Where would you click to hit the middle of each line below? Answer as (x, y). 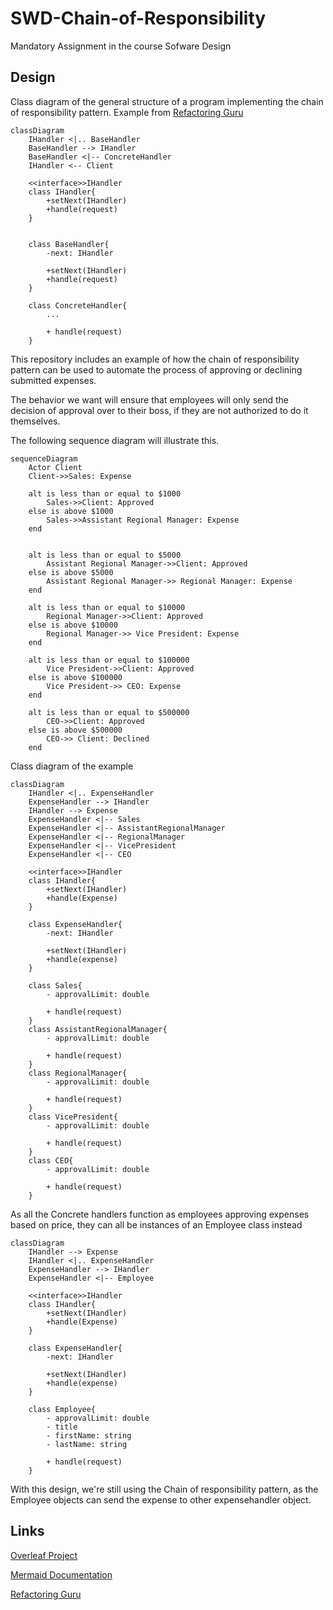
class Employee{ (62, 1409)
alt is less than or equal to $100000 (109, 660)
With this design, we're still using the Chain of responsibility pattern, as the (164, 1489)
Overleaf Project (44, 1555)
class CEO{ (51, 1160)
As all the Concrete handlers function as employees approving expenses (160, 1214)
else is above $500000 (75, 730)
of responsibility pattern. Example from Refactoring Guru (127, 112)
